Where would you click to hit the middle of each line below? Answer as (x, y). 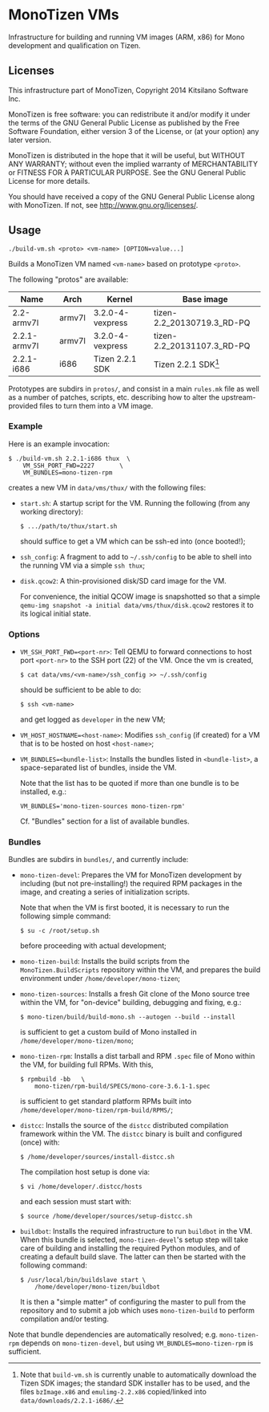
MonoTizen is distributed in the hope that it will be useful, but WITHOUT (127, 155)
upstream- (239, 397)
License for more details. (49, 181)
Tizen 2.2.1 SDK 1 (187, 364)
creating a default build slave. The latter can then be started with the (133, 1257)
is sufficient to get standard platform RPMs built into (106, 1101)
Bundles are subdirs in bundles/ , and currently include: (98, 860)
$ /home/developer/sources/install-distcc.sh (97, 1158)
